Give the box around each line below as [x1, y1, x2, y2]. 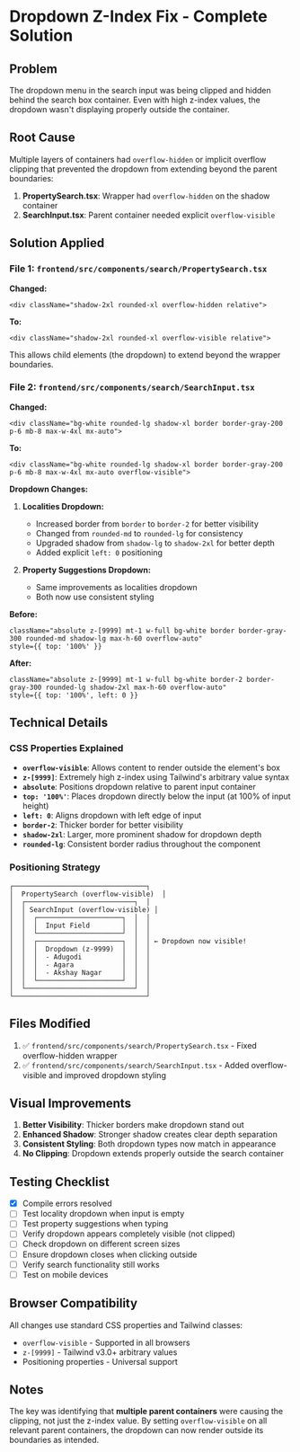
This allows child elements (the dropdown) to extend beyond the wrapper [9, 349, 281, 360]
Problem [9, 61, 58, 76]
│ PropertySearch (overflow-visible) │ [9, 890, 167, 899]
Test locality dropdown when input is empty [22, 1209, 185, 1219]
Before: [9, 608, 38, 619]
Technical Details [9, 715, 109, 730]
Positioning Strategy [9, 861, 101, 873]
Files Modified [9, 1016, 92, 1031]
